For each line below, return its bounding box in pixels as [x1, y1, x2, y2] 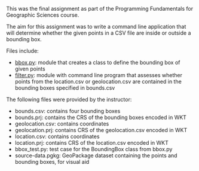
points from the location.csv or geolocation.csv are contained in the [14, 78, 182, 85]
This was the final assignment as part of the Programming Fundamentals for [6, 5, 193, 12]
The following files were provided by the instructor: [6, 96, 132, 103]
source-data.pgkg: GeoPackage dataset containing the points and [14, 152, 177, 159]
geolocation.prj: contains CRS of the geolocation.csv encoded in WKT [14, 127, 188, 133]
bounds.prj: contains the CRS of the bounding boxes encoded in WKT [14, 114, 187, 121]
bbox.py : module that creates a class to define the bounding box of [14, 59, 180, 66]
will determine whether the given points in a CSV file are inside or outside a [6, 29, 191, 36]
